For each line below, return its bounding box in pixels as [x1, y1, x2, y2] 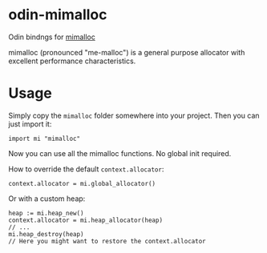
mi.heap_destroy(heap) [8, 230, 84, 238]
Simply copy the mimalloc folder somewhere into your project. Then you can [8, 110, 260, 120]
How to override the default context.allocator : [8, 164, 164, 174]
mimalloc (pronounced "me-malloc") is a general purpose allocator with [8, 47, 245, 57]
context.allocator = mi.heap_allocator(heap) [8, 216, 163, 224]
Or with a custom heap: [8, 194, 86, 203]
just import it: [8, 118, 52, 129]
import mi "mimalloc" [8, 135, 81, 143]
